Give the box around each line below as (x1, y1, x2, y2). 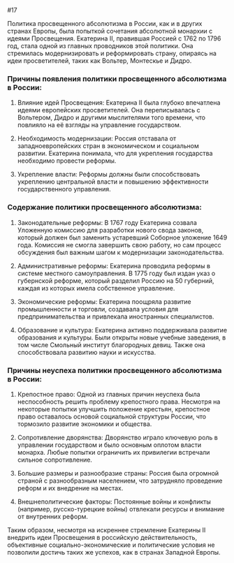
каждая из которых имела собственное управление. (17, 284, 175, 292)
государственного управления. (17, 185, 112, 193)
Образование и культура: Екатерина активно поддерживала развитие (17, 326, 228, 334)
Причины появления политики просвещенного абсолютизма (7, 73, 227, 83)
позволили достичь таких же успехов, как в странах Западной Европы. (7, 548, 221, 556)
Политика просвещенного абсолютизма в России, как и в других (7, 20, 203, 27)
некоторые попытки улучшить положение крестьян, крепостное (17, 404, 211, 413)
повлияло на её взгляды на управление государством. (17, 121, 182, 129)
